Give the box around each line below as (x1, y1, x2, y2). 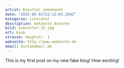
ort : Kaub (5, 30, 26, 35)
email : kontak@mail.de (5, 44, 52, 49)
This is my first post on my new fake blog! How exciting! (5, 57, 120, 63)
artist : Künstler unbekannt (5, 7, 63, 12)
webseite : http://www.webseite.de (5, 39, 77, 44)
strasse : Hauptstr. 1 (5, 35, 50, 40)
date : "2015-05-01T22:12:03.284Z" (5, 12, 77, 17)
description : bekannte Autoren (5, 21, 70, 26)
